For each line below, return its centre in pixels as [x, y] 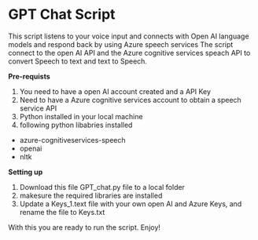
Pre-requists [29, 76]
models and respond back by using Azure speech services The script [121, 44]
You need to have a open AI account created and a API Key [115, 91]
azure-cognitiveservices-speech [72, 140]
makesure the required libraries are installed [91, 195]
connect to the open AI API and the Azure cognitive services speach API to [129, 53]
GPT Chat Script [62, 15]
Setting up [26, 172]
